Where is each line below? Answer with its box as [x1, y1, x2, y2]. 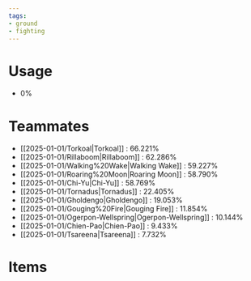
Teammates [8, 117, 90, 135]
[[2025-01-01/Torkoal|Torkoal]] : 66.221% [19, 143, 160, 154]
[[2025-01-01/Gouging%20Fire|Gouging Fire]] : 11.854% [19, 204, 208, 214]
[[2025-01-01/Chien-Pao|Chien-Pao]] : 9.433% [19, 221, 178, 231]
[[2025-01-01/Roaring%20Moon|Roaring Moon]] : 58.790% [19, 169, 219, 179]
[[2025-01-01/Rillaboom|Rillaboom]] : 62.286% [19, 152, 177, 162]
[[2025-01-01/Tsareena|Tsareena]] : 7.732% [19, 230, 168, 240]
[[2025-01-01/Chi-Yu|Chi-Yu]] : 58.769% [19, 178, 156, 188]
